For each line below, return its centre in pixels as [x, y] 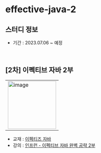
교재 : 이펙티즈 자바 [32, 139]
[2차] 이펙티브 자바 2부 [39, 70]
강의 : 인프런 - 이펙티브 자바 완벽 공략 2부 [54, 145]
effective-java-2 [41, 9]
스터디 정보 [22, 29]
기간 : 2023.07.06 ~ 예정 [38, 43]
